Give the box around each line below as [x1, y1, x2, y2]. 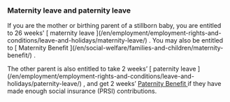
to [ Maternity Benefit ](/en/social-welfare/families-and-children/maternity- [7, 44, 224, 52]
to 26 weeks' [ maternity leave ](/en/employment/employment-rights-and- [7, 29, 222, 37]
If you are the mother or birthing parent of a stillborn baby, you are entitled [7, 22, 222, 30]
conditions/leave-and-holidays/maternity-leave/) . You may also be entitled [7, 36, 224, 45]
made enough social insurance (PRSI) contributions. [7, 87, 157, 96]
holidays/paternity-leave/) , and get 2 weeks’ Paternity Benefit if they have [7, 80, 222, 88]
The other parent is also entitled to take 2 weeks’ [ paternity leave [7, 65, 196, 73]
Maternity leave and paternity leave [7, 6, 131, 15]
